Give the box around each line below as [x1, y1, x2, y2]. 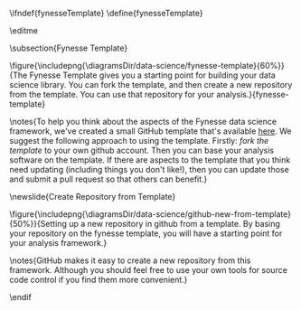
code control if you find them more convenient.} [9, 275, 188, 285]
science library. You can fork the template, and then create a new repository [9, 80, 293, 89]
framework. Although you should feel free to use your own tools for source [9, 265, 287, 275]
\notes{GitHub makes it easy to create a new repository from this [9, 255, 251, 266]
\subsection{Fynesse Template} [9, 42, 128, 53]
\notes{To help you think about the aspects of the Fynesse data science [9, 117, 277, 127]
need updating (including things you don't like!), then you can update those [9, 164, 289, 174]
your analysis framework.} [9, 238, 108, 248]
